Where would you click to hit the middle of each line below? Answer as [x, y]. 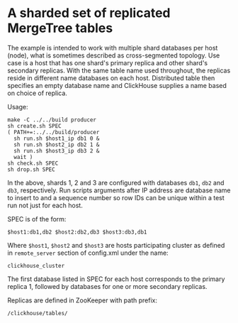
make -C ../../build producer [52, 120]
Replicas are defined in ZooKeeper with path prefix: [83, 300]
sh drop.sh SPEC [31, 169]
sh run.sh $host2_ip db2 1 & [57, 144]
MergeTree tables [60, 28]
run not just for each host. [45, 205]
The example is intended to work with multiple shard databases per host [113, 48]
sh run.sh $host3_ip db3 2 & [57, 150]
